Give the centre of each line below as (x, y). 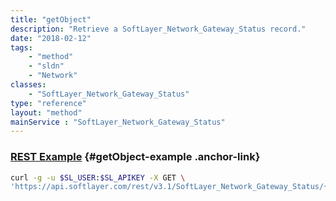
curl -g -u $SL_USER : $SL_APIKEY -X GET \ (98, 177)
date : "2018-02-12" (51, 38)
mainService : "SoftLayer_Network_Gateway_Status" (118, 122)
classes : (28, 85)
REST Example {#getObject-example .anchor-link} (135, 157)
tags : (21, 47)
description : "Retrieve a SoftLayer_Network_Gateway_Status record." (158, 29)
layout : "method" (46, 112)
